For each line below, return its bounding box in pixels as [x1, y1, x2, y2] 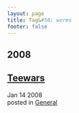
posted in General [7, 98, 58, 106]
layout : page [7, 10, 45, 17]
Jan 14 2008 [7, 91, 43, 99]
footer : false [7, 23, 48, 30]
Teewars [7, 72, 45, 84]
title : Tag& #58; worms [7, 17, 72, 24]
